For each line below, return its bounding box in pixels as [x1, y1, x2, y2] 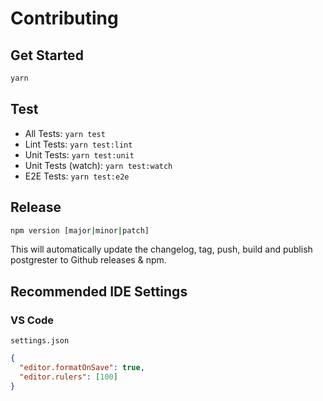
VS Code [10, 313, 54, 327]
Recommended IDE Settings [10, 283, 188, 300]
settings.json [10, 336, 70, 346]
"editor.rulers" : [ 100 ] [19, 372, 118, 382]
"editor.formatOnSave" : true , [19, 362, 145, 372]
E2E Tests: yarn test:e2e [24, 170, 130, 182]
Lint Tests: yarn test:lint [24, 138, 133, 150]
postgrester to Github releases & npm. [10, 254, 167, 266]
